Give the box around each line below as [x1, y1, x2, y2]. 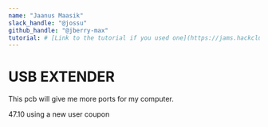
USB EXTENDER [8, 68, 116, 86]
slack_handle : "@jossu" [8, 19, 88, 27]
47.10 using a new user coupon [8, 110, 110, 119]
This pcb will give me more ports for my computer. [8, 94, 174, 104]
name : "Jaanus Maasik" [8, 11, 84, 20]
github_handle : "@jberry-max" [8, 26, 109, 34]
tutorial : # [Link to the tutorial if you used [8, 33, 170, 42]
